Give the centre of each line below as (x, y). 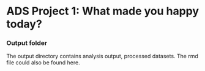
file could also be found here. (43, 63)
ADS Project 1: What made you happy (103, 11)
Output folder (27, 43)
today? (24, 24)
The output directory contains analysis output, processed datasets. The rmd (102, 56)
